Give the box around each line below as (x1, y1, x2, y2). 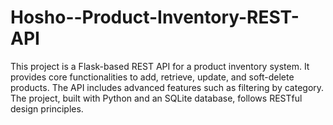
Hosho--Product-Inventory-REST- (10, 6, 300, 29)
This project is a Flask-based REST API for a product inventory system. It (10, 60, 310, 72)
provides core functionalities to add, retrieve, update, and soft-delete (10, 71, 295, 83)
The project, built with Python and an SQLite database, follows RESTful (10, 92, 303, 104)
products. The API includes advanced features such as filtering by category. (10, 81, 325, 93)
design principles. (10, 102, 84, 115)
